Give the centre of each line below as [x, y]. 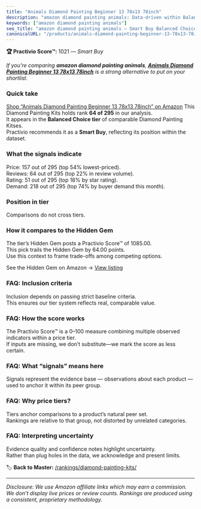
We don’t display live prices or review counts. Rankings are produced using [99, 493]
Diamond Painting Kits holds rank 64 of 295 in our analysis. [79, 113]
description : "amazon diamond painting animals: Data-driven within [93, 17]
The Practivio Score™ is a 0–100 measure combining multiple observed [93, 331]
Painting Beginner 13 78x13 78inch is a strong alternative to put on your [96, 72]
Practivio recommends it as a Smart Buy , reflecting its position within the [96, 132]
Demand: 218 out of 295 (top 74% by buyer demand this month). [86, 186]
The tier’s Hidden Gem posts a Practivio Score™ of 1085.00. [79, 243]
